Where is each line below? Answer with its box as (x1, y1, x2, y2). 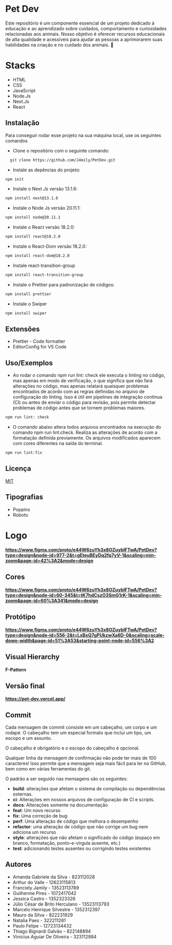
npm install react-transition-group (5, 272, 83, 277)
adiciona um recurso (12, 829, 56, 836)
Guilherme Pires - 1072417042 (12, 890, 77, 896)
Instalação (5, 119, 40, 127)
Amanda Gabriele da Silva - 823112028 (12, 873, 95, 880)
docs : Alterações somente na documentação (12, 802, 109, 808)
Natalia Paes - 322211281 (12, 917, 66, 924)
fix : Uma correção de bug (12, 813, 68, 819)
